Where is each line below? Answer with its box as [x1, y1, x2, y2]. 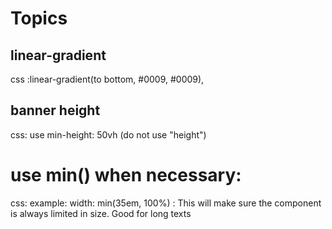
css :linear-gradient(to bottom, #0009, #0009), [10, 73, 205, 85]
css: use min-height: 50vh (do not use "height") [10, 128, 207, 141]
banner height [10, 102, 101, 119]
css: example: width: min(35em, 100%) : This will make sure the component [10, 197, 322, 209]
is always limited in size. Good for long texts [10, 207, 192, 219]
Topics [10, 7, 68, 30]
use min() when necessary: [10, 164, 242, 186]
